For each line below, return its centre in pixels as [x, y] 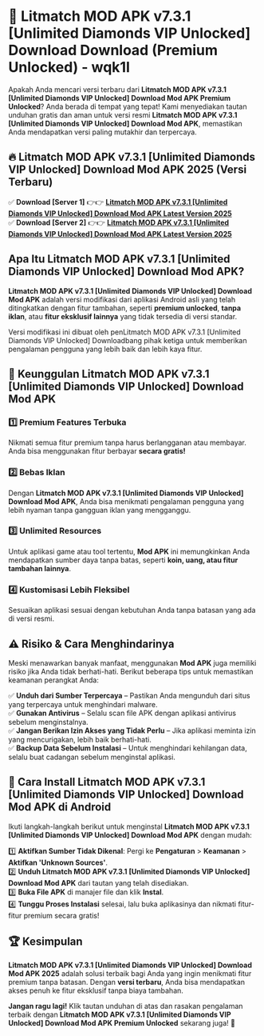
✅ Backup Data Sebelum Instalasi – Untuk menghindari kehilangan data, [128, 748]
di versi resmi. [31, 618]
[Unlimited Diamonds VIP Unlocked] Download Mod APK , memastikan [126, 123]
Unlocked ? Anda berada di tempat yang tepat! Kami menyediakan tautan [128, 106]
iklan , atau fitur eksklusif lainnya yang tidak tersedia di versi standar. [123, 316]
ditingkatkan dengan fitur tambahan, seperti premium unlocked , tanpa [125, 308]
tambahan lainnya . [40, 568]
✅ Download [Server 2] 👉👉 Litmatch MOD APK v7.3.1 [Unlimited [119, 222]
